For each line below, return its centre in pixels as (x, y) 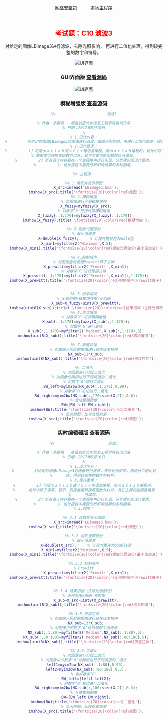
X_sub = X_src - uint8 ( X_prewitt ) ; (86, 600)
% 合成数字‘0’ (84, 674)
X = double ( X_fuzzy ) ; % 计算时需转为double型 (86, 239)
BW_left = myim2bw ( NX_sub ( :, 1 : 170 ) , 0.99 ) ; (86, 386)
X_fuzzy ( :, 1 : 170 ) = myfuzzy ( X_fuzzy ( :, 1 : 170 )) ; (86, 216)
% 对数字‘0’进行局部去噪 (84, 271)
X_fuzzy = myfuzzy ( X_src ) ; (86, 206)
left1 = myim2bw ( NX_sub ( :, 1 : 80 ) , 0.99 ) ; (86, 665)
